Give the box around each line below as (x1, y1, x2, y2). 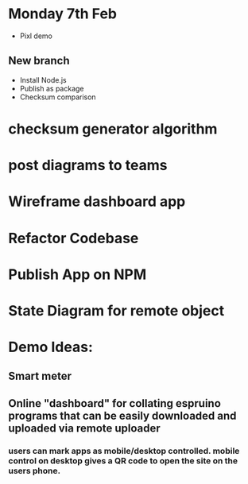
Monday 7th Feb (8, 5, 118, 23)
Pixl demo (19, 31, 53, 41)
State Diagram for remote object (8, 301, 225, 319)
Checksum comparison (19, 92, 97, 102)
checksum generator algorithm (8, 120, 218, 137)
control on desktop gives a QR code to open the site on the (8, 455, 238, 466)
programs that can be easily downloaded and (8, 408, 237, 422)
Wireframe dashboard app (8, 192, 186, 211)
